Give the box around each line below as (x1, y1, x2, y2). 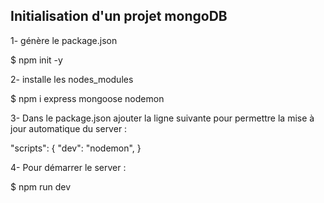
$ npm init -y (10, 54, 63, 66)
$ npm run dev (10, 180, 72, 193)
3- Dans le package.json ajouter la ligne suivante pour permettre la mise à (10, 112, 315, 124)
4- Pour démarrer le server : (10, 161, 127, 173)
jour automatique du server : (10, 122, 128, 134)
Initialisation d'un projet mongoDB (10, 8, 228, 25)
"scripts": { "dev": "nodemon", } (10, 142, 142, 154)
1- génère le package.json (10, 34, 118, 46)
